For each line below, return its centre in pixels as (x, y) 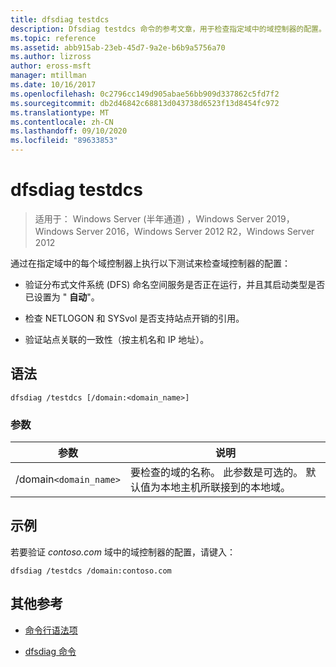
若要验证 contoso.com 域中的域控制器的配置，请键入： (123, 552)
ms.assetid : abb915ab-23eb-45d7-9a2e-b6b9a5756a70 (118, 47)
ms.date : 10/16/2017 (53, 85)
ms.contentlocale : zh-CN (62, 122)
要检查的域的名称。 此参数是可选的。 (216, 473)
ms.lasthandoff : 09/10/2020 (69, 131)
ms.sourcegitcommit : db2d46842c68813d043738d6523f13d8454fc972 (145, 103)
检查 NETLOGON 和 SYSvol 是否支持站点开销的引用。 (134, 318)
